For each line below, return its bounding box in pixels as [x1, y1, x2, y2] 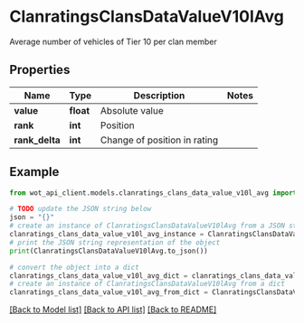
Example [9, 164, 60, 180]
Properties [9, 62, 71, 78]
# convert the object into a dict [9, 263, 140, 272]
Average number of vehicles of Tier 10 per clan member [9, 36, 217, 47]
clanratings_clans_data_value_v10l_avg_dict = [9, 271, 188, 281]
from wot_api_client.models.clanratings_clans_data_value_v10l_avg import [9, 188, 298, 198]
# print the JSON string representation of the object [9, 237, 221, 247]
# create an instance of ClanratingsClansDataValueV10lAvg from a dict [9, 280, 285, 289]
